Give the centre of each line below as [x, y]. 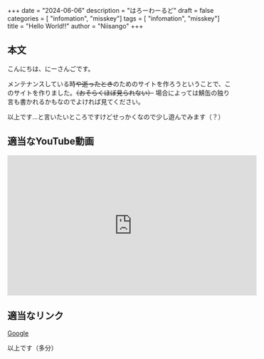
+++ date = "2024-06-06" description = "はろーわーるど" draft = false [111, 10]
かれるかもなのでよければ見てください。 [85, 101]
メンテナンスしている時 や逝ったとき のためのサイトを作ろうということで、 [116, 83]
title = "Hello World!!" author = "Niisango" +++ [75, 26]
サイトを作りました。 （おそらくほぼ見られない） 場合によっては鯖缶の [115, 93]
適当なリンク [36, 316]
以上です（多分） [32, 348]
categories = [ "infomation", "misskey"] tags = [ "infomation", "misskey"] [114, 19]
